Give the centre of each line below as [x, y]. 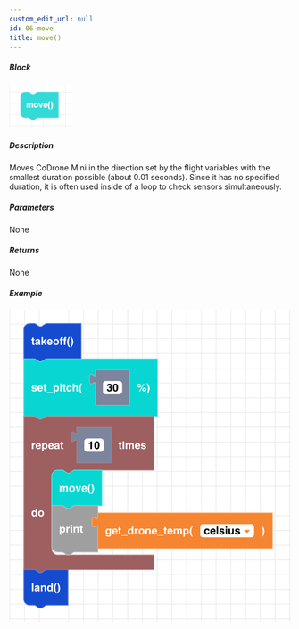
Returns [25, 250]
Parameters [32, 207]
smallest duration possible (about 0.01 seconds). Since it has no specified [145, 178]
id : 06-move [31, 28]
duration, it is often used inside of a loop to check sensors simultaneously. [146, 186]
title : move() [36, 37]
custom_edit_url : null [51, 19]
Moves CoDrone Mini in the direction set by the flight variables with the [140, 168]
